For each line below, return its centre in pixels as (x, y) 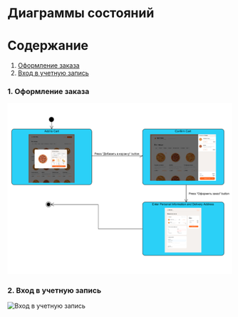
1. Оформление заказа (48, 92)
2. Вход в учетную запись (55, 290)
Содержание (48, 46)
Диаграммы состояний (81, 13)
